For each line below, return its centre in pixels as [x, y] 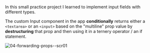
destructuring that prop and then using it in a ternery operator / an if [74, 31]
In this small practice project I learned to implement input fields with [73, 7]
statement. [16, 36]
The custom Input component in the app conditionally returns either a [75, 21]
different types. [20, 12]
